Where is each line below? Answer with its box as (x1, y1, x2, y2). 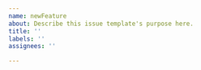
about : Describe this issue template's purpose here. (8, 20, 195, 28)
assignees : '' (8, 42, 57, 50)
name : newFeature (8, 11, 67, 20)
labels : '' (8, 34, 45, 43)
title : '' (8, 27, 42, 35)
